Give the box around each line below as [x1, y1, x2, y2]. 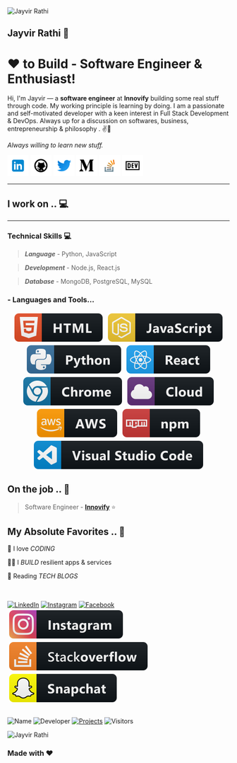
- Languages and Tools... [7, 295, 95, 305]
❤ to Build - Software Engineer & [7, 56, 202, 71]
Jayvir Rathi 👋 [7, 28, 69, 40]
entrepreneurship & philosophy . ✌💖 [7, 125, 111, 133]
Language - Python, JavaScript [24, 250, 117, 258]
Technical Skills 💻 [7, 231, 72, 241]
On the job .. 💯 [7, 483, 71, 495]
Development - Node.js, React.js [24, 263, 121, 272]
